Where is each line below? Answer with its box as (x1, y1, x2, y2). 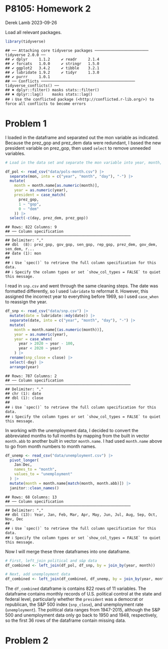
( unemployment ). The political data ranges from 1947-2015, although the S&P (5, 607, 160, 613)
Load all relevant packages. (5, 29, 62, 35)
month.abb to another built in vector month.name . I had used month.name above (5, 438, 162, 444)
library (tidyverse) (5, 39, 46, 44)
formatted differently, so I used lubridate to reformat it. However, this (5, 288, 148, 294)
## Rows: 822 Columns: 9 (5, 225, 57, 230)
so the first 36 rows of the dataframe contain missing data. (5, 617, 126, 623)
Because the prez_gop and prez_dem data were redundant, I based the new (5, 140, 161, 146)
